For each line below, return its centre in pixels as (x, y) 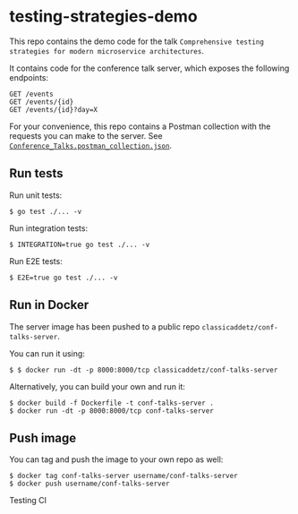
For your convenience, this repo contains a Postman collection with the (140, 126)
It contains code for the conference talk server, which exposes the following (149, 68)
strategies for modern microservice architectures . (106, 50)
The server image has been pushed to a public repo (105, 326)
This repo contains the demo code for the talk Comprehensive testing (136, 41)
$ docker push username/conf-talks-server (89, 484)
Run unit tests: (36, 195)
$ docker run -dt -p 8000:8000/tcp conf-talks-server (112, 411)
